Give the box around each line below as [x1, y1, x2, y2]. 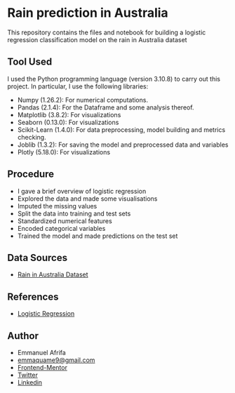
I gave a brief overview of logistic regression [17, 187, 147, 195]
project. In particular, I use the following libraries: [7, 82, 149, 91]
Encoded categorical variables [17, 224, 106, 232]
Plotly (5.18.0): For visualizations [17, 147, 111, 156]
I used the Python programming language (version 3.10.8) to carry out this [7, 74, 221, 83]
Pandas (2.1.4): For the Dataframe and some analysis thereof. [17, 103, 194, 112]
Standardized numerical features [17, 216, 112, 225]
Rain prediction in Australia [7, 5, 168, 21]
